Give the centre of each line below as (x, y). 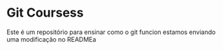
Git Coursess (45, 13)
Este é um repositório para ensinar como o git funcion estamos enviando (111, 32)
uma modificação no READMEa (51, 39)
